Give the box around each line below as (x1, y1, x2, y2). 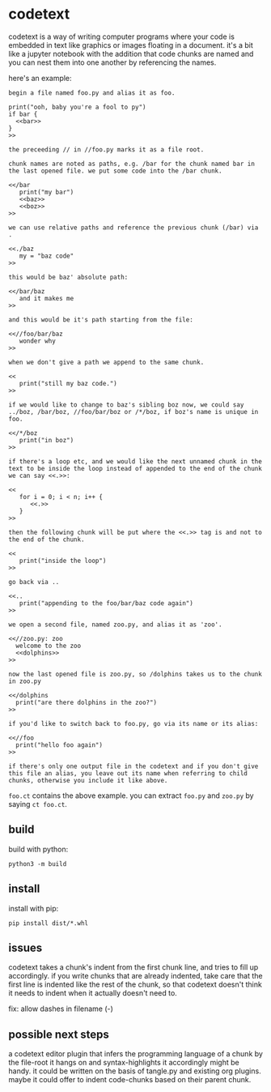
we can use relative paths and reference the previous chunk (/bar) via (8, 224, 259, 232)
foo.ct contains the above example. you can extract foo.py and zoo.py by (8, 791, 254, 800)
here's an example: (8, 73, 72, 83)
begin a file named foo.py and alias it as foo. (8, 88, 176, 97)
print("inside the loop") (19, 557, 107, 565)
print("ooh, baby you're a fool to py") (8, 103, 147, 111)
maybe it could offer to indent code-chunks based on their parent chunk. (8, 1075, 252, 1085)
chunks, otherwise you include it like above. (8, 776, 168, 784)
